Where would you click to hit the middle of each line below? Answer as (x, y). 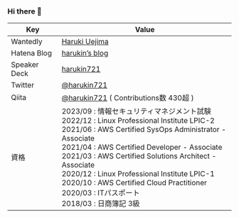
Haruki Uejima (85, 42)
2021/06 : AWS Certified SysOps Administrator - (144, 129)
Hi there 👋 (25, 11)
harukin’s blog (85, 53)
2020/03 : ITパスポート (101, 193)
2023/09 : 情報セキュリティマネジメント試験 (136, 111)
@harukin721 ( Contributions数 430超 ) (128, 98)
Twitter (22, 85)
